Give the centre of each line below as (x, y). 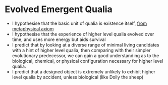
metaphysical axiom (33, 28)
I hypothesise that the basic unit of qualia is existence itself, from (79, 23)
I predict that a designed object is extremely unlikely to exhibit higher (84, 71)
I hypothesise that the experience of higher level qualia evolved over (83, 34)
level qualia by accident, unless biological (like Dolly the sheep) (78, 77)
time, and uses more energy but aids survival (59, 39)
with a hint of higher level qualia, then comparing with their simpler (81, 50)
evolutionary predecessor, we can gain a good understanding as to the (86, 55)
